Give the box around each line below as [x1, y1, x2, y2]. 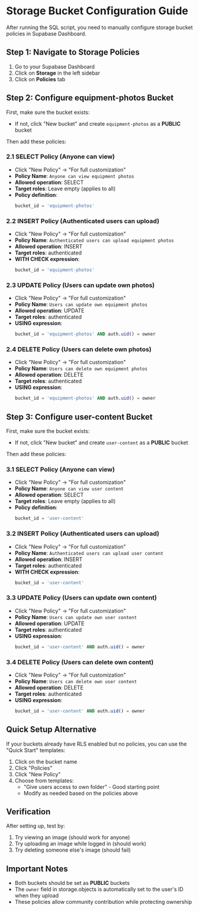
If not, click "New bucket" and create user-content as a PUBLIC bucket [14, 439, 188, 446]
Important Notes [6, 864, 68, 874]
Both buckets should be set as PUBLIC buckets [14, 880, 130, 887]
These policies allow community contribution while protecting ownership [14, 899, 192, 906]
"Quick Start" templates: [6, 746, 66, 754]
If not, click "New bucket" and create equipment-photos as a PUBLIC [14, 120, 181, 127]
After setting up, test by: [6, 823, 65, 830]
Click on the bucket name [14, 758, 78, 765]
